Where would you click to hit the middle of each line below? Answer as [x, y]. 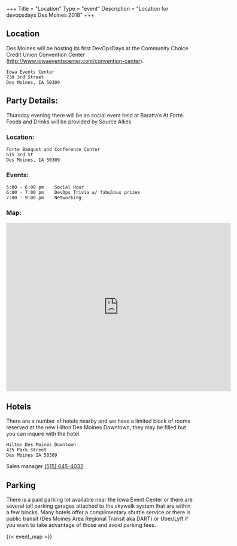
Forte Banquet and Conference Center [53, 149]
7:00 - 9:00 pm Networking [44, 198]
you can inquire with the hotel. [43, 434]
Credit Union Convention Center [46, 54]
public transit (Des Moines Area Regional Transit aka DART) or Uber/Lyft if [97, 519]
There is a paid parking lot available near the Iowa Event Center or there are [99, 500]
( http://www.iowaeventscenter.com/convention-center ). [75, 61]
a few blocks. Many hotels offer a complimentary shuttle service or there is [98, 512]
